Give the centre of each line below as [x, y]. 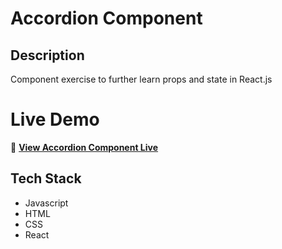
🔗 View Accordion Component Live [84, 147]
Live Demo [55, 119]
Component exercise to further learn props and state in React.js [141, 79]
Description [47, 55]
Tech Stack [46, 178]
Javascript [46, 203]
